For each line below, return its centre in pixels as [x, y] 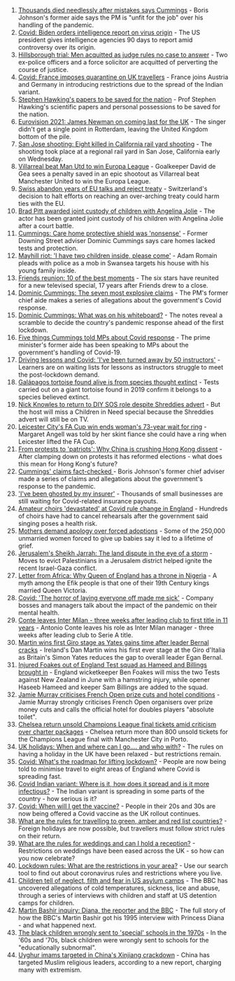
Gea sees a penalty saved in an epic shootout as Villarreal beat [109, 174]
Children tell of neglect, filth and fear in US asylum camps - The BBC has [123, 881]
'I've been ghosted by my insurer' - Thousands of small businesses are [120, 494]
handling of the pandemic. [56, 25]
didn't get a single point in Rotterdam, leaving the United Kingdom [113, 129]
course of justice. [43, 70]
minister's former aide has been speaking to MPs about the [104, 345]
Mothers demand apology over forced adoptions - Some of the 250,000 [122, 531]
